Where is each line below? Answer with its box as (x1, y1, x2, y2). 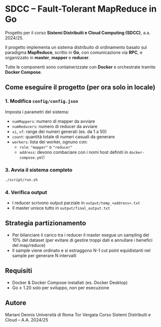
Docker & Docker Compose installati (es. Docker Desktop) (12, 279, 128, 285)
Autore (5, 299, 27, 307)
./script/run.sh (5, 177, 38, 182)
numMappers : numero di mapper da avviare (12, 118, 96, 124)
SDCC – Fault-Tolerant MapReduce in (5, 3, 157, 15)
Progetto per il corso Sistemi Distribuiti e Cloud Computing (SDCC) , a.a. (5, 30, 151, 35)
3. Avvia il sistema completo (5, 166, 73, 173)
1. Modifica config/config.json (5, 98, 79, 105)
